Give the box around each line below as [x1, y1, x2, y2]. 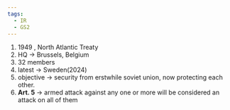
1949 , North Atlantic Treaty [17, 43, 99, 52]
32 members [17, 58, 55, 67]
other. [17, 81, 35, 89]
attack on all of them [17, 96, 78, 104]
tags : [7, 10, 23, 18]
